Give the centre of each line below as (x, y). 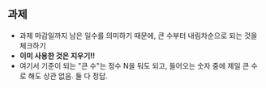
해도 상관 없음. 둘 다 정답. (68, 76)
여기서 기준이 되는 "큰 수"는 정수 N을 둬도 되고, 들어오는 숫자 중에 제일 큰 (134, 65)
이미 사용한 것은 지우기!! (57, 56)
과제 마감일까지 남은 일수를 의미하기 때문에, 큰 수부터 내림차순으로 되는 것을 (138, 36)
